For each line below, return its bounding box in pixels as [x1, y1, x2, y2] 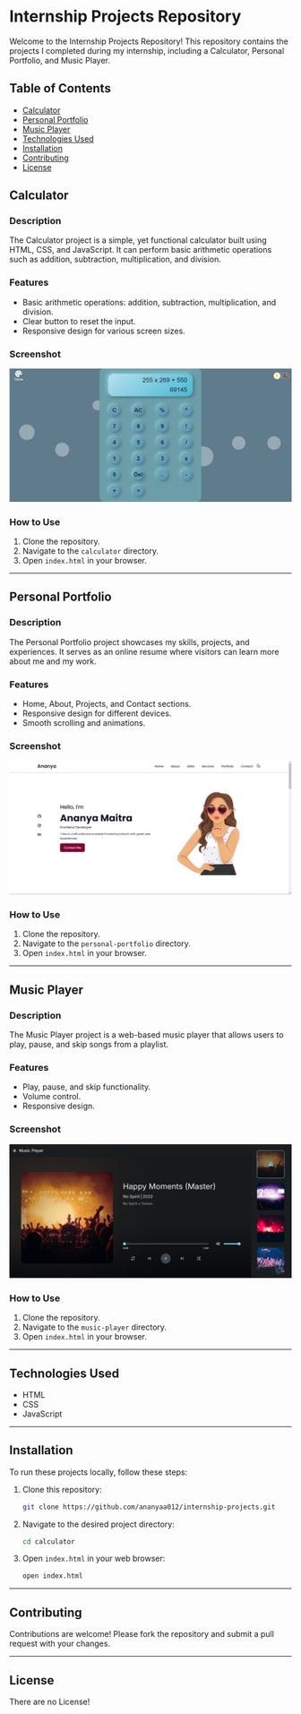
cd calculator [21, 1537, 75, 1546]
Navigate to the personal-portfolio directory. [21, 938, 191, 949]
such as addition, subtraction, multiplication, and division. [9, 254, 222, 265]
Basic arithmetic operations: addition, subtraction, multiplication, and [21, 297, 276, 307]
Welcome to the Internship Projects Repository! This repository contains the [9, 36, 288, 47]
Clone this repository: [21, 1484, 102, 1494]
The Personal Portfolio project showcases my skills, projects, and [9, 636, 250, 647]
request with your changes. [9, 1638, 110, 1649]
